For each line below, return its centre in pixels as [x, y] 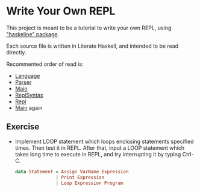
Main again [29, 107]
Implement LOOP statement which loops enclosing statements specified [104, 141]
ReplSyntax [29, 95]
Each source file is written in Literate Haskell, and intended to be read [92, 46]
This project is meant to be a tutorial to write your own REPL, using [89, 28]
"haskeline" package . [33, 34]
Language [27, 75]
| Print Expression [80, 177]
